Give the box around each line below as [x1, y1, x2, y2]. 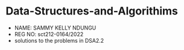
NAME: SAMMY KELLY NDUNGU [14, 24, 97, 31]
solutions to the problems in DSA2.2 [14, 37, 104, 44]
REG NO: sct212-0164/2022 [14, 30, 84, 37]
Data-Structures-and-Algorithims [5, 4, 179, 18]
